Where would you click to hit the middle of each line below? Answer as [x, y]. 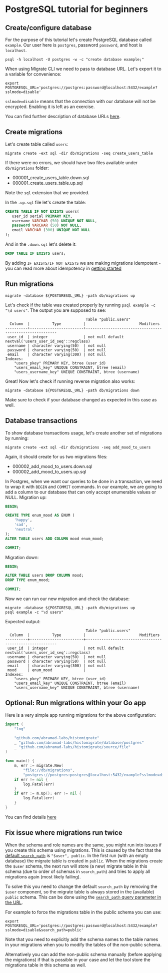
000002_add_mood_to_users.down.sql [52, 466]
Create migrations [34, 132]
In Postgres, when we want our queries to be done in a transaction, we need [84, 481]
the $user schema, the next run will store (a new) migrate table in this [76, 866]
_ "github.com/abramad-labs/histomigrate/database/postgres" [79, 743]
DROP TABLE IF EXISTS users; [35, 254]
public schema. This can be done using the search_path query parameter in [83, 897]
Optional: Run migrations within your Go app [76, 703]
